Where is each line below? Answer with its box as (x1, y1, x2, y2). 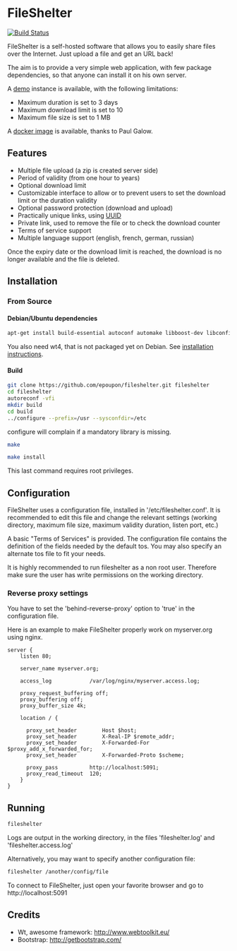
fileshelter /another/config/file (7, 868, 109, 875)
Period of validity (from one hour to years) (17, 173, 140, 182)
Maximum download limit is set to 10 (17, 105, 123, 114)
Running (7, 802, 46, 814)
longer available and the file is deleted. (7, 254, 120, 263)
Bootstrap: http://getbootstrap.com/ (17, 935, 122, 944)
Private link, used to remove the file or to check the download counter (17, 218, 221, 227)
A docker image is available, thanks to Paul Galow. (7, 126, 153, 135)
